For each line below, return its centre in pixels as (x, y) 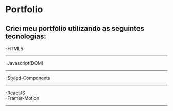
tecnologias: (26, 36)
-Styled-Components (28, 78)
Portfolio (24, 9)
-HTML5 (14, 49)
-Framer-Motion (22, 98)
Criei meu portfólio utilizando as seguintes (75, 28)
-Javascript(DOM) (24, 63)
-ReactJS (15, 93)
